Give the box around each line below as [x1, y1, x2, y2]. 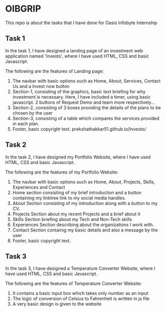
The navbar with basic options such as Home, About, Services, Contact [12, 77, 161, 84]
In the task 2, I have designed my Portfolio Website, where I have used [5, 154, 151, 160]
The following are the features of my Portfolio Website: [5, 169, 119, 175]
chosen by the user [12, 110, 53, 116]
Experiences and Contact [12, 184, 65, 190]
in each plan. [12, 120, 39, 126]
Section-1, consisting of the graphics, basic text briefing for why [12, 89, 146, 95]
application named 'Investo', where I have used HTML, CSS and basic [5, 53, 149, 59]
